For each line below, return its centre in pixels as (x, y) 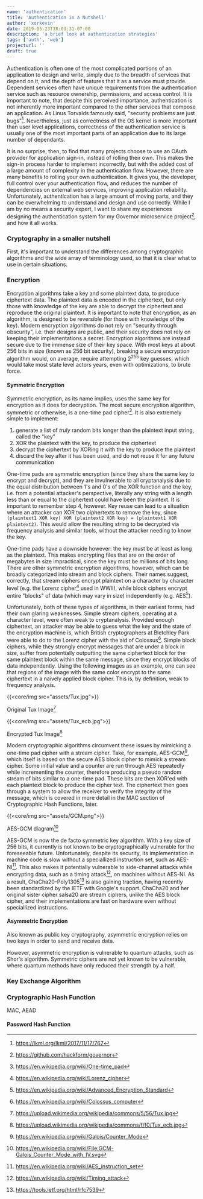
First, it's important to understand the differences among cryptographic (95, 252)
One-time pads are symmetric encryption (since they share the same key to (101, 474)
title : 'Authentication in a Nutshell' (57, 17)
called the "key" (36, 437)
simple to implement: (33, 419)
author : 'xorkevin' (31, 23)
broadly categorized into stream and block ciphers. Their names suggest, (98, 574)
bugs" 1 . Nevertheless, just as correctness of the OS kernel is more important (102, 120)
